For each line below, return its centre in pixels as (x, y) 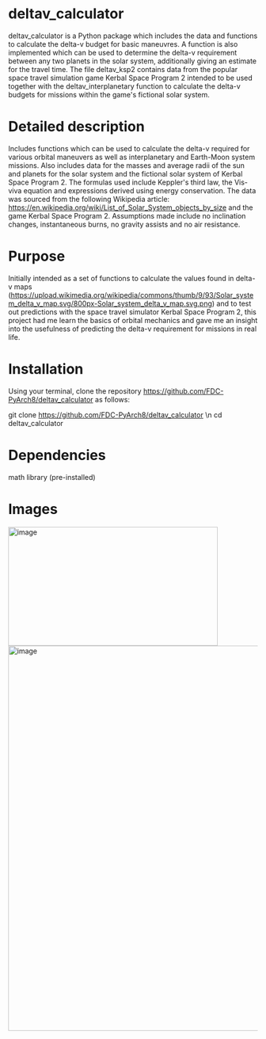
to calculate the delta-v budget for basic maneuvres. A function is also (123, 44)
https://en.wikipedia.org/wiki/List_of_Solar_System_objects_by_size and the (131, 207)
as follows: (112, 399)
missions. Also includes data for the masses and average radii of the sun (127, 165)
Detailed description (76, 127)
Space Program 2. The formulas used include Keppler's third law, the (120, 182)
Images (33, 509)
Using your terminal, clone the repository (75, 391)
